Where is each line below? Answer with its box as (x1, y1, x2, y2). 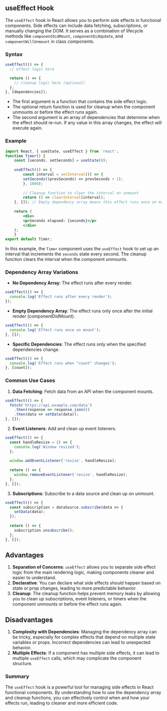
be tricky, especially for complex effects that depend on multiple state (12, 634, 156, 640)
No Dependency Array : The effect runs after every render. (12, 280, 133, 286)
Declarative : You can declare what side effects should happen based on (12, 580, 161, 586)
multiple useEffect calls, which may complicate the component (12, 655, 142, 661)
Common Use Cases (5, 377, 56, 384)
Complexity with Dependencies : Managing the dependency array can (12, 629, 157, 635)
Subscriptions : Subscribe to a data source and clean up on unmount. (12, 490, 155, 496)
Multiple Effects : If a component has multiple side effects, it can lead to (12, 650, 160, 656)
